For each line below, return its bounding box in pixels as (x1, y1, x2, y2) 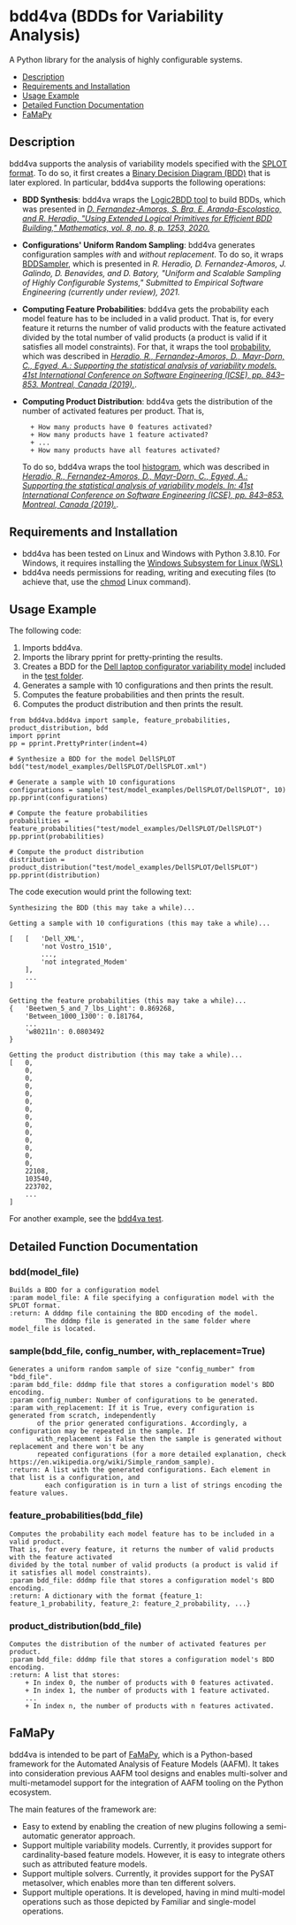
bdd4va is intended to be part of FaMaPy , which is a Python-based (9, 1749, 254, 1759)
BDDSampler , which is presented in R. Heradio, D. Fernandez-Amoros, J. (21, 258, 287, 269)
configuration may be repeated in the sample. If (9, 1427, 196, 1436)
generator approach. (60, 1830, 135, 1841)
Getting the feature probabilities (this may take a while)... (9, 997, 247, 1005)
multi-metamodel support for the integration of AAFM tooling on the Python (9, 1777, 285, 1788)
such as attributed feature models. (21, 1859, 148, 1869)
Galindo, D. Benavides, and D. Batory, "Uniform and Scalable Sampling (21, 267, 282, 278)
